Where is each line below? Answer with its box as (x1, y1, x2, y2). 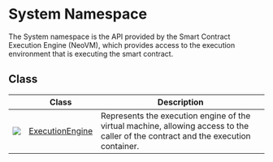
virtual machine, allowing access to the (100, 120, 249, 131)
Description (157, 96, 205, 108)
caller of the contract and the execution (100, 130, 251, 142)
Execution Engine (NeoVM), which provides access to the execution (8, 40, 236, 49)
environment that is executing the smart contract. (8, 49, 174, 58)
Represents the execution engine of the (100, 110, 251, 122)
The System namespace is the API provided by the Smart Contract (8, 32, 231, 41)
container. (100, 140, 140, 151)
